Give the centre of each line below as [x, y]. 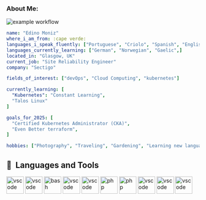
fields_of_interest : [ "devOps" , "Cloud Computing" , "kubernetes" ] [93, 79]
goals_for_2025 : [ [30, 118]
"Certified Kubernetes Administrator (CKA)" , [71, 123]
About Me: [22, 9]
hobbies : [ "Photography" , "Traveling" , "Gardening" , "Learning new [94, 146]
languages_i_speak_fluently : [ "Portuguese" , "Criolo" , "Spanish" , [93, 45]
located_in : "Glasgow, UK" [41, 56]
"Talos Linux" [30, 101]
